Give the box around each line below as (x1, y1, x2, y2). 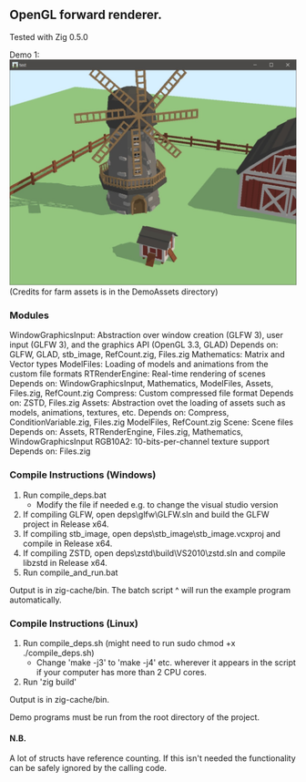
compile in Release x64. (22, 538, 113, 549)
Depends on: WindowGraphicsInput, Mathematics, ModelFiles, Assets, (9, 378, 274, 389)
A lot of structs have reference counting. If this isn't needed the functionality (9, 753, 296, 764)
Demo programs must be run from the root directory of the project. (9, 711, 260, 723)
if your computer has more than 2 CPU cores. (36, 666, 208, 677)
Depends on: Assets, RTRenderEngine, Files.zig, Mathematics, (9, 427, 244, 437)
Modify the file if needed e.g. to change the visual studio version (36, 499, 279, 509)
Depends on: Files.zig (9, 446, 91, 457)
